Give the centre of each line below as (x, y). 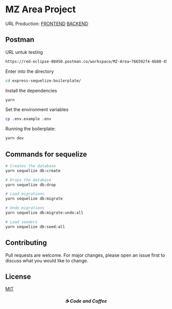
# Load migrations (25, 194)
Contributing (26, 243)
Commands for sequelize (46, 154)
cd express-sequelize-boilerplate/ (43, 80)
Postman (20, 40)
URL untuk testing (24, 52)
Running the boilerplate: (30, 129)
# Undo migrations (25, 208)
